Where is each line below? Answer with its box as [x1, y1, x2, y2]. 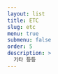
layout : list [7, 10, 45, 18]
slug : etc [7, 23, 36, 30]
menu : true [7, 30, 39, 37]
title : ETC [7, 17, 39, 24]
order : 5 [7, 43, 33, 50]
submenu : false [7, 37, 52, 44]
